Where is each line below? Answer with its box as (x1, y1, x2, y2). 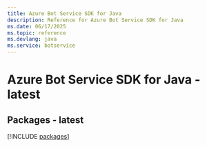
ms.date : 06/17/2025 (7, 23, 67, 30)
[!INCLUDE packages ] (7, 133, 70, 140)
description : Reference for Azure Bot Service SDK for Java (7, 17, 184, 23)
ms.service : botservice (7, 42, 76, 49)
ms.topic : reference (7, 29, 67, 37)
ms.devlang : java (7, 36, 57, 43)
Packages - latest (7, 114, 84, 126)
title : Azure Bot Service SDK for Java (7, 10, 122, 17)
